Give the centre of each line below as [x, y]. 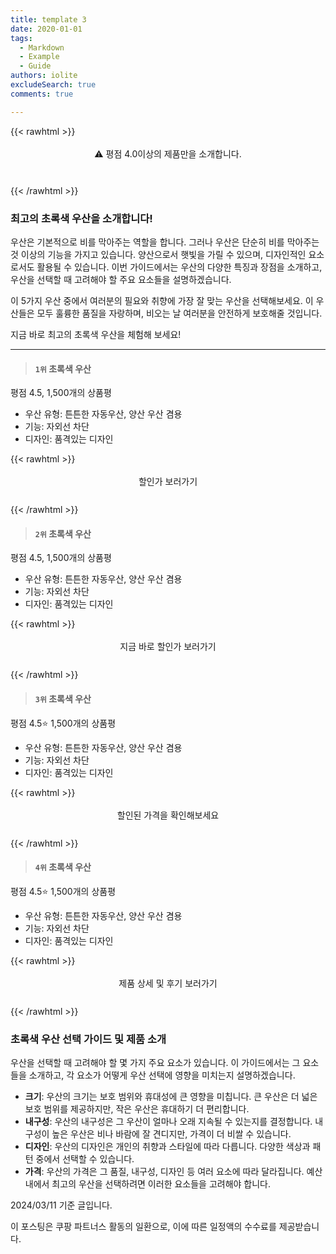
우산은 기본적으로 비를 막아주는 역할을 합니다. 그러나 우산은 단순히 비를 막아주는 [165, 242]
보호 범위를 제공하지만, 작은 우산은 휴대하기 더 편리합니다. [137, 1109]
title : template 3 [48, 19]
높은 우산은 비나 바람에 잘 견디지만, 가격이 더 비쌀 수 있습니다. [171, 1134]
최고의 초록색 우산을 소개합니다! [81, 218]
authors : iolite [44, 76]
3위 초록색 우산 [63, 698]
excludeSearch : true [53, 85]
